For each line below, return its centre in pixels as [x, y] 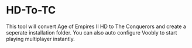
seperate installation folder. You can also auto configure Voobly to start [92, 32]
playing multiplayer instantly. [40, 39]
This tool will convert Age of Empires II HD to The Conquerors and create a [96, 26]
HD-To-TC [31, 10]
